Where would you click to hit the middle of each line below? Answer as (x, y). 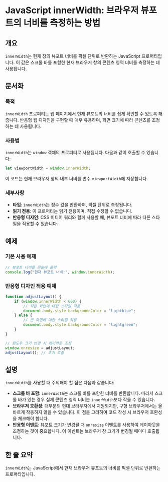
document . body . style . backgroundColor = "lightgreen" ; (80, 325)
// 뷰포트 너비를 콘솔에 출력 (31, 267)
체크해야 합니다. (33, 419)
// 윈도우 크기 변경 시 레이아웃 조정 (38, 343)
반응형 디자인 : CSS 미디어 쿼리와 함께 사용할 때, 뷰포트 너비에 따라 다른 (81, 218)
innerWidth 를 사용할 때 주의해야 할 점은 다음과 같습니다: (60, 383)
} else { (23, 315)
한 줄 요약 (19, 455)
